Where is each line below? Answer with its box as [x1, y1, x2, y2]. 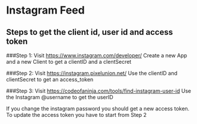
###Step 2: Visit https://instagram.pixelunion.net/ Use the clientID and [6, 70, 178, 77]
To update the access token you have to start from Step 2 [6, 112, 147, 118]
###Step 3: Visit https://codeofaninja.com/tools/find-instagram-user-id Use [6, 87, 192, 94]
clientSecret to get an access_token [6, 76, 94, 83]
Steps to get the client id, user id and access [6, 27, 173, 37]
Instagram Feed [6, 4, 85, 17]
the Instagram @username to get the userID [6, 94, 114, 100]
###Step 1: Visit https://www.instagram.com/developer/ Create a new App [6, 52, 188, 59]
